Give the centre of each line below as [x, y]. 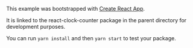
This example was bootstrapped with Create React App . [76, 9]
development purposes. [36, 27]
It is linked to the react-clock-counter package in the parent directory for [96, 20]
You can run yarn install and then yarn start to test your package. [91, 38]
